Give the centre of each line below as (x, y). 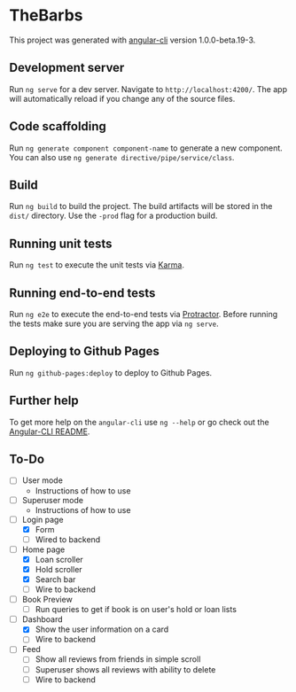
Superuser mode (53, 500)
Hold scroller (58, 569)
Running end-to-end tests (82, 293)
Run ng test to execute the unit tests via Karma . (97, 265)
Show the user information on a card (102, 629)
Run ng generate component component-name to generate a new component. (146, 148)
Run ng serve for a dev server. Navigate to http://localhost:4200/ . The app (148, 89)
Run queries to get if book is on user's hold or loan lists (136, 610)
